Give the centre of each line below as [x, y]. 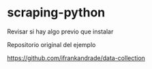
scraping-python [56, 13]
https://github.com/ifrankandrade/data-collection [76, 58]
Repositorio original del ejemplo [51, 44]
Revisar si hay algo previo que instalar [60, 31]
